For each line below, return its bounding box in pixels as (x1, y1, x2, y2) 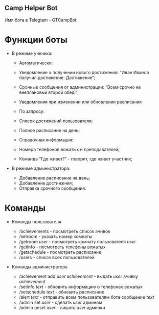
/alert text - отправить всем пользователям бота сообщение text (19, 294, 155, 300)
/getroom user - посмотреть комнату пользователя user (19, 238, 136, 244)
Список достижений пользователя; (19, 118, 93, 124)
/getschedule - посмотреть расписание (19, 249, 101, 255)
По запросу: (19, 108, 45, 114)
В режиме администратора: (11, 165, 70, 171)
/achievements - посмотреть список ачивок (19, 228, 111, 234)
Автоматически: (19, 60, 53, 66)
